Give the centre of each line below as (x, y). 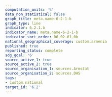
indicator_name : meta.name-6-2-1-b (42, 32)
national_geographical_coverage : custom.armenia (56, 42)
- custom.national (24, 82)
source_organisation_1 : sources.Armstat (47, 69)
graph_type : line (23, 23)
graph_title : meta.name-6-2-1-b (38, 19)
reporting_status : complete (34, 50)
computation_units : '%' (30, 10)
